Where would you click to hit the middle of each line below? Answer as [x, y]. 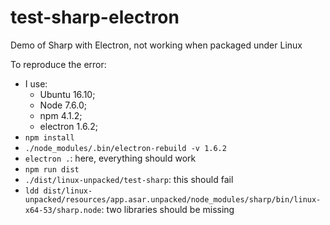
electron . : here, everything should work [110, 158]
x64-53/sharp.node [63, 210]
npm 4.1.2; [61, 115]
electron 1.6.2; [68, 126]
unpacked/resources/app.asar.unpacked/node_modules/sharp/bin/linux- [173, 199]
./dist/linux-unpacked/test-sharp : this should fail [129, 179]
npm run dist [52, 169]
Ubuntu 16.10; [67, 94]
